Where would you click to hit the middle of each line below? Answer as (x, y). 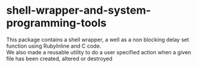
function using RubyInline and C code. (54, 46)
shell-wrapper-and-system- (79, 10)
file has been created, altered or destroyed (60, 58)
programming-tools (57, 23)
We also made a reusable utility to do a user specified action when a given (99, 52)
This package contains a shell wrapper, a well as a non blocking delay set (98, 39)
